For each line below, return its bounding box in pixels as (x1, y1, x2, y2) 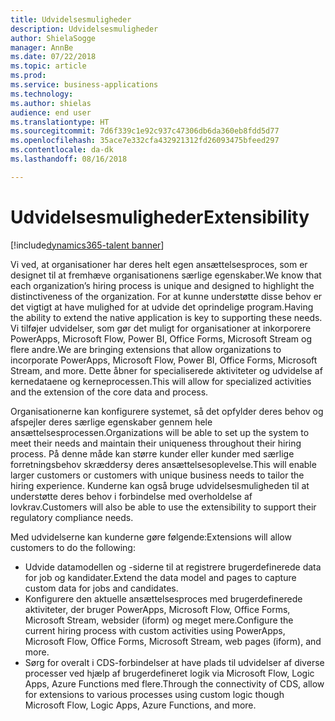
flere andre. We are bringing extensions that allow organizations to (10, 343, 282, 355)
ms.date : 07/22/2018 (10, 52, 97, 62)
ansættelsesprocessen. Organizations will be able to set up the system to (10, 426, 310, 438)
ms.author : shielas (10, 98, 92, 108)
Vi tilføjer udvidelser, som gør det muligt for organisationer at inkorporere (10, 322, 312, 334)
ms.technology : (10, 89, 74, 99)
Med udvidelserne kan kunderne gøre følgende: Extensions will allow (10, 531, 292, 543)
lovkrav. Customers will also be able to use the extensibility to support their (10, 501, 317, 513)
